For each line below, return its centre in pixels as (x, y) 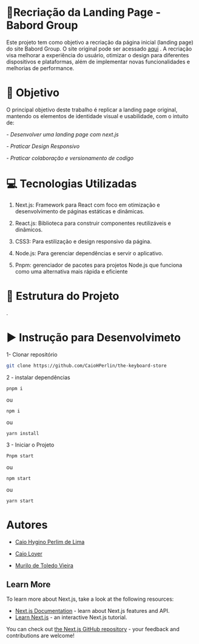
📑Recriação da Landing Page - (83, 12)
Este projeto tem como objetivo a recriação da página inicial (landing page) (100, 42)
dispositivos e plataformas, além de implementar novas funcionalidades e (98, 62)
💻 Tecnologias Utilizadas (72, 184)
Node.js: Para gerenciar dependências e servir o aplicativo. (89, 253)
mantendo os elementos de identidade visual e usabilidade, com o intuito (97, 116)
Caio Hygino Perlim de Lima (50, 542)
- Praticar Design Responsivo (43, 146)
